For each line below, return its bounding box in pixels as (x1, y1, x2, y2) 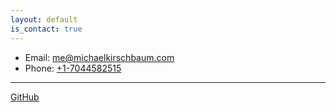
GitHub (10, 91, 40, 103)
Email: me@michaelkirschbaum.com (24, 51, 175, 63)
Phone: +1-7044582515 (24, 62, 122, 74)
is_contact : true (10, 24, 83, 34)
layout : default (10, 14, 78, 25)
